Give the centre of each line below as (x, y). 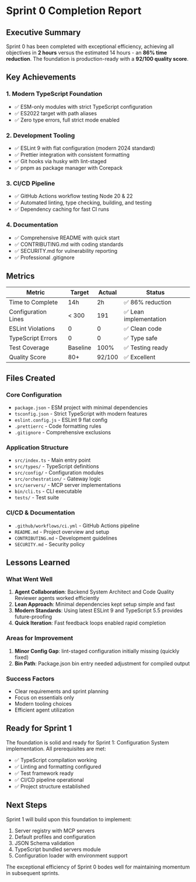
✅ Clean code (143, 329)
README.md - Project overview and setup (62, 531)
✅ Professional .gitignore (44, 257)
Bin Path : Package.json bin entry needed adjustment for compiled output (102, 663)
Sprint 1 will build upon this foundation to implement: (69, 819)
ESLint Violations (32, 329)
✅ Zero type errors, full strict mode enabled (67, 120)
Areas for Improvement (40, 638)
